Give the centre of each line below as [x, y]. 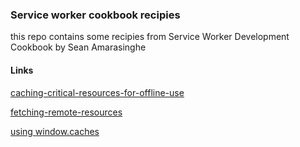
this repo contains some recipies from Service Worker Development [150, 37]
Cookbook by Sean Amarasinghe [78, 47]
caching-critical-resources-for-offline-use [97, 92]
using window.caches [55, 131]
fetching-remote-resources [66, 112]
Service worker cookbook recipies [95, 15]
